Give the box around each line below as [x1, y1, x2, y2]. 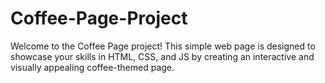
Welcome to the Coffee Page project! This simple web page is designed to [10, 40, 316, 52]
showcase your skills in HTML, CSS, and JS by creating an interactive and [10, 50, 315, 62]
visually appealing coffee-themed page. [10, 61, 175, 73]
